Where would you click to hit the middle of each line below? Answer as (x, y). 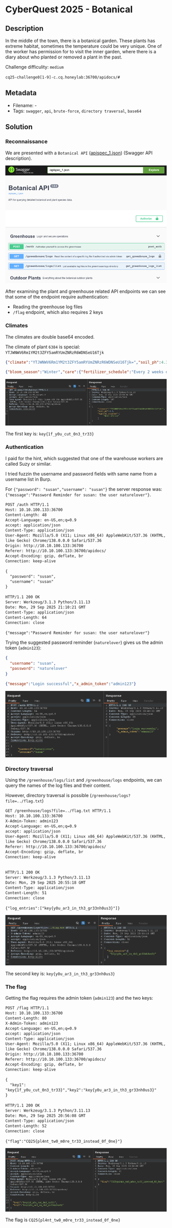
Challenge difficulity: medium (35, 67)
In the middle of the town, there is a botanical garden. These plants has (80, 41)
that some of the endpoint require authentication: (57, 297)
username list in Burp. (28, 479)
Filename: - (25, 105)
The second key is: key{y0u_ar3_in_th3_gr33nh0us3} (60, 974)
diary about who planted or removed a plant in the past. (64, 57)
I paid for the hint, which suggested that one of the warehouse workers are (84, 458)
